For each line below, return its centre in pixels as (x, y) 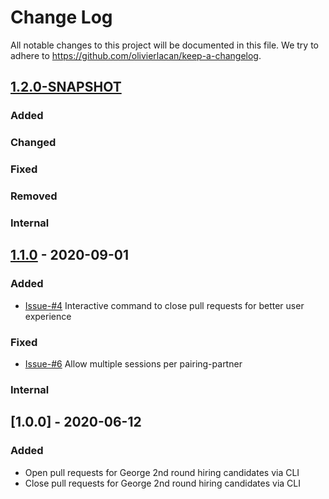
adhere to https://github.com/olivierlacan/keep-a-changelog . (136, 55)
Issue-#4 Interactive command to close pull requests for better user (164, 305)
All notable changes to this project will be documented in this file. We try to (164, 45)
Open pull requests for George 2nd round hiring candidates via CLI (162, 472)
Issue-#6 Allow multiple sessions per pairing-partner (133, 363)
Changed (33, 143)
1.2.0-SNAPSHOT (66, 87)
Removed (34, 196)
